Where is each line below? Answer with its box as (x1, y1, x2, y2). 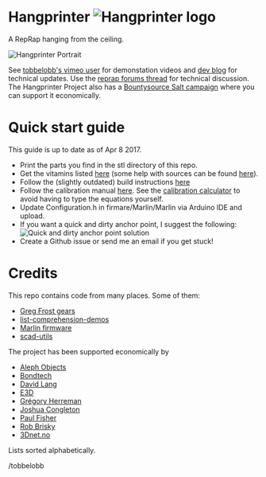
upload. (19, 211, 45, 221)
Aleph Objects (19, 362, 67, 372)
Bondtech (19, 370, 52, 380)
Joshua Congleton (19, 405, 81, 414)
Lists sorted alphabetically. (8, 445, 96, 455)
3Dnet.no (19, 430, 51, 440)
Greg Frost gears (19, 306, 75, 315)
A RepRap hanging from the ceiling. (8, 34, 125, 44)
